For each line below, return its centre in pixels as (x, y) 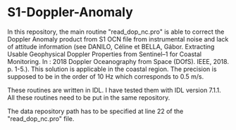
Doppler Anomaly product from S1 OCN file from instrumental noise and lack (118, 39)
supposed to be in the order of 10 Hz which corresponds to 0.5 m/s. (106, 76)
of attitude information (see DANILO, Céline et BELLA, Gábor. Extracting (111, 46)
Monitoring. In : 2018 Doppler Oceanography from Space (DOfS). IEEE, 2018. (118, 61)
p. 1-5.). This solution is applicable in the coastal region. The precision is (112, 69)
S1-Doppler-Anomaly (70, 12)
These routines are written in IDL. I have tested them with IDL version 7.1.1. (114, 90)
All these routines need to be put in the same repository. (89, 97)
